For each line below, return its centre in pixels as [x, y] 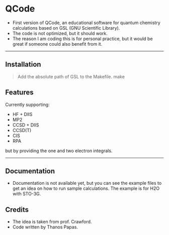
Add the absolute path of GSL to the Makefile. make [71, 76]
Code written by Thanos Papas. [45, 227]
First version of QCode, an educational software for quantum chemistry [87, 23]
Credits [17, 210]
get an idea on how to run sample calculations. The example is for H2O [86, 188]
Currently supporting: [27, 104]
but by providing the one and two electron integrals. [59, 151]
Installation [23, 65]
